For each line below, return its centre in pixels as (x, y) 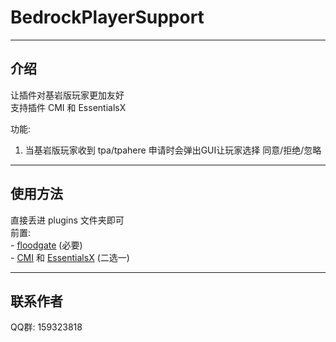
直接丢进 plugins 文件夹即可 (67, 220)
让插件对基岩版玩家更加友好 (67, 95)
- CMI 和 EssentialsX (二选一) (70, 257)
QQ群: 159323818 (46, 327)
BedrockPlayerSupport (107, 17)
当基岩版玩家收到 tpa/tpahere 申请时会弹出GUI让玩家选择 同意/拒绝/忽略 (173, 150)
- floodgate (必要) (46, 245)
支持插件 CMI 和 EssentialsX (68, 107)
